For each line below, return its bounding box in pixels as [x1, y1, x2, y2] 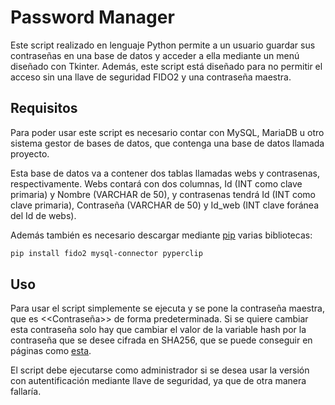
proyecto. [10, 147, 50, 160]
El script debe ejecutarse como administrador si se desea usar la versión [10, 364, 310, 376]
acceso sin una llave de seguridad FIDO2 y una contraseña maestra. [10, 71, 292, 83]
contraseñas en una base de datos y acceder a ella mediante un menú [10, 49, 300, 61]
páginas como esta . [10, 345, 92, 357]
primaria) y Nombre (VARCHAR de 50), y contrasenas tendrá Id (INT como [10, 188, 316, 200]
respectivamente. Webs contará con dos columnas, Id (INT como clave [10, 177, 303, 190]
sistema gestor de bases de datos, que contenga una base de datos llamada [10, 137, 325, 149]
